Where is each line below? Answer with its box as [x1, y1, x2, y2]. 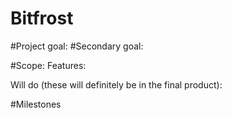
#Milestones [10, 98, 62, 110]
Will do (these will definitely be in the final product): [10, 78, 223, 91]
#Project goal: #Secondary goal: [10, 40, 144, 52]
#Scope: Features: [10, 59, 87, 71]
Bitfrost [10, 7, 74, 30]
